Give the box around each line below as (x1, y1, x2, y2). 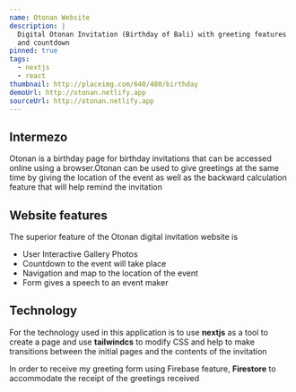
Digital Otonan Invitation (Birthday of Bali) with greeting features (17, 30, 287, 38)
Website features (9, 208, 108, 223)
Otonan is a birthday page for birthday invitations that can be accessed (9, 153, 272, 164)
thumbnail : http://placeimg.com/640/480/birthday (9, 80, 199, 89)
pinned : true (9, 47, 58, 55)
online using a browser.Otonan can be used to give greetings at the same (9, 163, 280, 174)
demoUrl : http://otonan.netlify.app (9, 88, 146, 97)
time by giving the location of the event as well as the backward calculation (9, 172, 287, 183)
